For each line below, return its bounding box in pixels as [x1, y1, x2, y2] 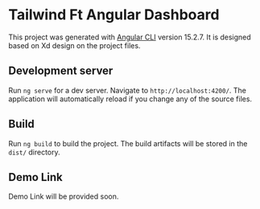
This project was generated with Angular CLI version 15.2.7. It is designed [8, 32, 251, 42]
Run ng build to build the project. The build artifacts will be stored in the [8, 138, 248, 148]
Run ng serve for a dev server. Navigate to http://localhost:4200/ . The [8, 85, 247, 95]
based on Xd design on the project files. [8, 40, 141, 50]
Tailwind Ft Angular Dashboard [8, 6, 220, 24]
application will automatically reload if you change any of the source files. [8, 94, 252, 104]
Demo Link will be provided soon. [8, 191, 119, 202]
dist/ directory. [8, 147, 60, 157]
